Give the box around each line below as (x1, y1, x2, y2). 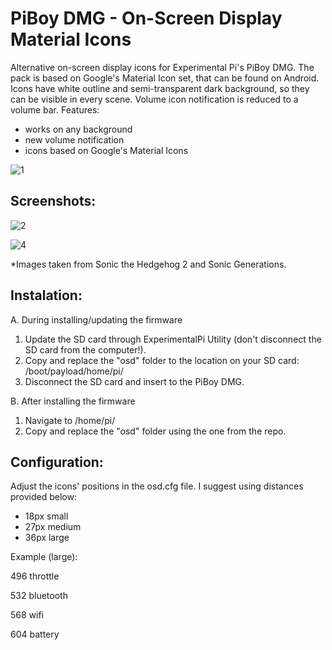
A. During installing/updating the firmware (10, 313, 183, 326)
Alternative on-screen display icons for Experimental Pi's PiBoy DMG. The (10, 61, 315, 73)
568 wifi (10, 609, 45, 621)
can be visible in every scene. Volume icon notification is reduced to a (10, 93, 299, 105)
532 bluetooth (10, 590, 68, 602)
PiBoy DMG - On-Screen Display (10, 7, 283, 30)
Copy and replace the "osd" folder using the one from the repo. (24, 425, 287, 437)
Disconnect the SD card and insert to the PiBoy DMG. (24, 375, 245, 387)
